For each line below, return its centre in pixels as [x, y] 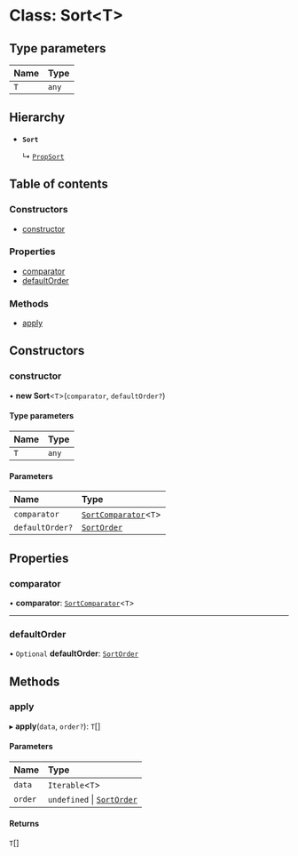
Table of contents [59, 184]
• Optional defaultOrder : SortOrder [74, 653]
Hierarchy [37, 118]
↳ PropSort [43, 156]
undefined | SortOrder [92, 799]
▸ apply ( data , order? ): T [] [55, 726]
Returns [24, 823]
